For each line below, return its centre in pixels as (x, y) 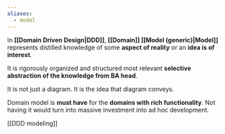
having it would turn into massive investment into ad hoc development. (108, 110)
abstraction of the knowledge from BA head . (72, 75)
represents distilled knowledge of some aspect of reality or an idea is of (111, 47)
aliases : (20, 14)
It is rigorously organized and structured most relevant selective (99, 68)
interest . (20, 55)
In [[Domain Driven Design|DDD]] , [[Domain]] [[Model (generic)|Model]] (113, 40)
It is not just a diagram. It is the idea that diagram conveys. (91, 89)
